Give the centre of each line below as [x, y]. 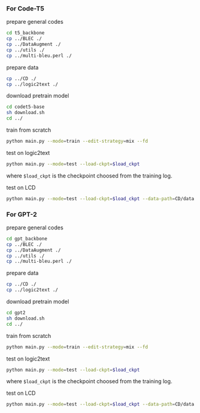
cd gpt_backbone [27, 239]
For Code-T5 [25, 9]
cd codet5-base [26, 107]
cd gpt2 [16, 313]
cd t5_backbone [26, 33]
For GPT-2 [22, 214]
